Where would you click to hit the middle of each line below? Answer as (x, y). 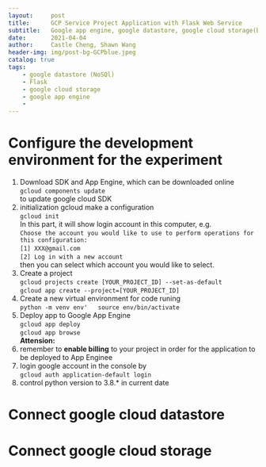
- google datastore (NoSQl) (68, 75)
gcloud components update (62, 191)
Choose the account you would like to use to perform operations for (137, 233)
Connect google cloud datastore (117, 415)
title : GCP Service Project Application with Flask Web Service (125, 23)
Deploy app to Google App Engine (75, 316)
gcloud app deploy (50, 325)
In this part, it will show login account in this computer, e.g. (116, 224)
